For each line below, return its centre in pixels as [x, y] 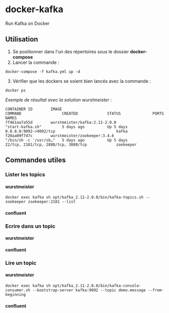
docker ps [16, 90]
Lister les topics [25, 175]
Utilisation [22, 39]
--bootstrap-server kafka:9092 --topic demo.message [89, 290]
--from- [156, 290]
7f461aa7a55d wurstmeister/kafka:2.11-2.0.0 [61, 122]
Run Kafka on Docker [27, 23]
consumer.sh [18, 290]
